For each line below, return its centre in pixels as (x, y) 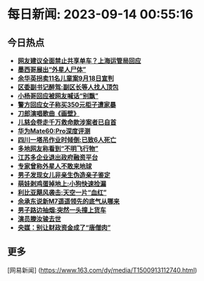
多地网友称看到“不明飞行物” (58, 149)
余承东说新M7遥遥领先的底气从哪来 (68, 201)
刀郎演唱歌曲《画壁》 (48, 113)
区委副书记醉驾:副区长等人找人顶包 (68, 87)
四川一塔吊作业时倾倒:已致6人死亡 (67, 140)
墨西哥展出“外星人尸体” (52, 70)
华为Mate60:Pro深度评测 (54, 131)
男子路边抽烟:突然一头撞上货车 (62, 210)
